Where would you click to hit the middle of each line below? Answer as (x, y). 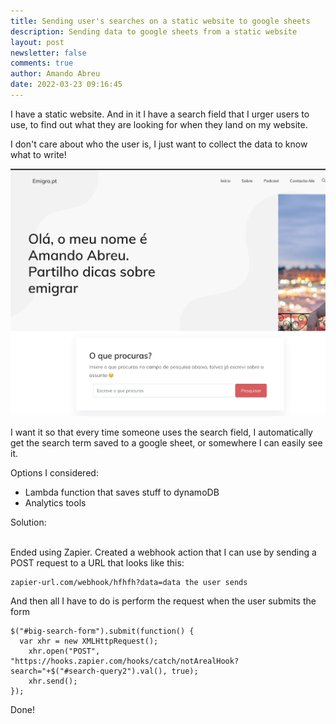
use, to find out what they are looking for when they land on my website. (159, 124)
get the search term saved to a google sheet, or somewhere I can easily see (166, 443)
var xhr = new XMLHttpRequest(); (89, 641)
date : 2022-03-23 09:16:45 (66, 85)
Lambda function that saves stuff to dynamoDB (122, 492)
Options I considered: (54, 473)
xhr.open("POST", (64, 651)
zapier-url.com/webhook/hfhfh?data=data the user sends (129, 583)
